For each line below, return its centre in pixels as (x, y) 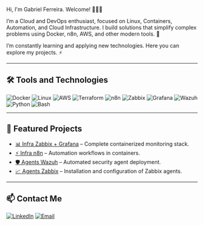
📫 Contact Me (34, 199)
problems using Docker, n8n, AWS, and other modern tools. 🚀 (83, 34)
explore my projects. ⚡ (34, 52)
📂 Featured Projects (44, 129)
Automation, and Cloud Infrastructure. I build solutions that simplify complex (101, 28)
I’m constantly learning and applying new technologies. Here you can (93, 46)
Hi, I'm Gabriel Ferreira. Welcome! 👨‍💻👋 (55, 9)
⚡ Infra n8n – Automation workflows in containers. (78, 153)
